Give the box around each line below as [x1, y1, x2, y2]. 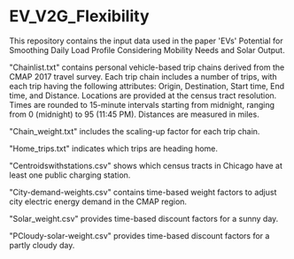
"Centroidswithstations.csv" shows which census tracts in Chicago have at [9, 160, 283, 171]
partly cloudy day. [9, 240, 75, 250]
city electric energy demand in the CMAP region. [9, 196, 188, 207]
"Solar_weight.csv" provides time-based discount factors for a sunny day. [9, 213, 279, 224]
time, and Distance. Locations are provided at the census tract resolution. [9, 90, 277, 101]
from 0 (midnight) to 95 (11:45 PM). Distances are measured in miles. [9, 109, 259, 119]
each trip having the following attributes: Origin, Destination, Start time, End [9, 80, 285, 91]
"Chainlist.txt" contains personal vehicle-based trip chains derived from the [9, 62, 285, 72]
